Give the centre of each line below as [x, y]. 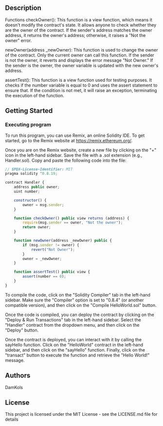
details [12, 419]
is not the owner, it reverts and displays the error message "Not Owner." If [79, 60]
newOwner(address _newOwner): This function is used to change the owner [81, 50]
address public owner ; [37, 187]
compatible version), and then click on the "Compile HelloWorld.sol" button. [81, 305]
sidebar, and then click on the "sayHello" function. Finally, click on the [75, 350]
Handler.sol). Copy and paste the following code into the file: [66, 160]
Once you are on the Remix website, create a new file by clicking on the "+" [81, 150]
